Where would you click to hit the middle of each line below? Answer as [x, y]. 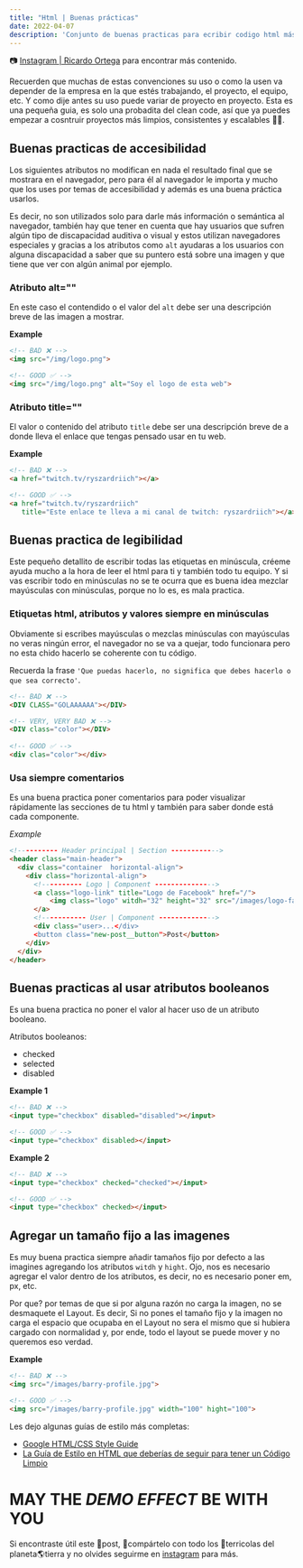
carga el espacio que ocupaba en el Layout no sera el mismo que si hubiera [150, 1322]
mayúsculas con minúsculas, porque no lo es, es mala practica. [127, 590]
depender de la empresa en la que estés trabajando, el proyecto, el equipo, [149, 91]
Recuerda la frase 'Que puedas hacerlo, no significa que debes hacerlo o [150, 670]
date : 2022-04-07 [42, 26]
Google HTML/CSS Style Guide [80, 1443]
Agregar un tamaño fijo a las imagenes [120, 1235]
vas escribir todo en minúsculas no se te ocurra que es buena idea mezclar [149, 581]
